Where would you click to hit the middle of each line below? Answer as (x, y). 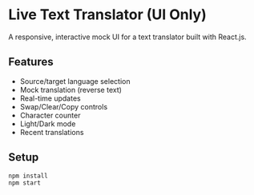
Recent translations (52, 132)
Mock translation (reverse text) (71, 90)
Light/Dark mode (48, 123)
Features (31, 62)
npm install (28, 176)
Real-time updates (50, 98)
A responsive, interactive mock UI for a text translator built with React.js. (127, 37)
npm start (25, 183)
